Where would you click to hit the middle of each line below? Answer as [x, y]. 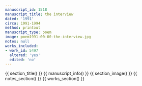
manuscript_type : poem [28, 32]
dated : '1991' [20, 19]
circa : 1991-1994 [23, 23]
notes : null [17, 42]
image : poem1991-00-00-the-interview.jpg [48, 37]
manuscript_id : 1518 [26, 10]
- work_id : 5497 [22, 50]
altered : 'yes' [25, 55]
